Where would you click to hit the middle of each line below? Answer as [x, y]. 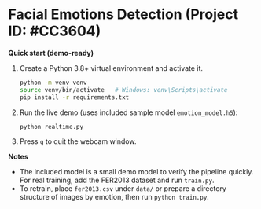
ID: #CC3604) [55, 31]
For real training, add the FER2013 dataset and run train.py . [117, 180]
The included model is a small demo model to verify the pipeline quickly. [136, 172]
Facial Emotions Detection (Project [123, 15]
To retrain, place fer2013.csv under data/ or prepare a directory [123, 189]
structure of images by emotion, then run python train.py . [114, 197]
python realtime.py [51, 126]
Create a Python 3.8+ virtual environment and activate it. [111, 68]
